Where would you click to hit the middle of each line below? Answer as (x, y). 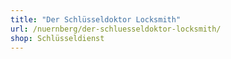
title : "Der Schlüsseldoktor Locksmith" (96, 19)
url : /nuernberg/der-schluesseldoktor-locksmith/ (116, 29)
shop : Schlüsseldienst (57, 38)
